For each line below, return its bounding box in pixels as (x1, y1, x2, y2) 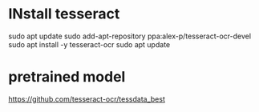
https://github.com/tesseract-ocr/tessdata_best (8, 94, 166, 104)
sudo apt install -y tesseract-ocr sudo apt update (8, 39, 171, 49)
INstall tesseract (8, 5, 120, 23)
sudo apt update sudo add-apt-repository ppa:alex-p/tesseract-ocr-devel (8, 31, 251, 41)
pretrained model (8, 68, 126, 86)
